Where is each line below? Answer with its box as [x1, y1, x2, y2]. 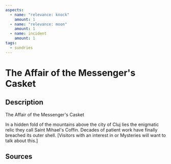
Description [5, 98, 43, 107]
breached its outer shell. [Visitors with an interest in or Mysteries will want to [5, 132, 166, 138]
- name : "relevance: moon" [10, 21, 67, 27]
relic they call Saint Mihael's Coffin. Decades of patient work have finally [5, 126, 158, 133]
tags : [5, 41, 17, 46]
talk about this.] [5, 138, 38, 144]
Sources [5, 152, 33, 161]
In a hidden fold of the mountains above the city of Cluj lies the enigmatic [5, 121, 159, 127]
